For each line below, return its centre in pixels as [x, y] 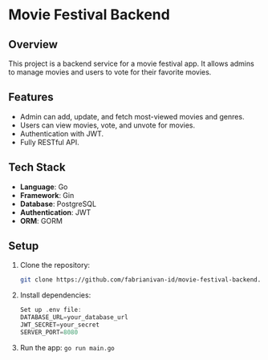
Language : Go [44, 187]
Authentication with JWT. [62, 133]
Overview [33, 44]
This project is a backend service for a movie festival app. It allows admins [131, 63]
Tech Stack [37, 167]
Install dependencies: [55, 295]
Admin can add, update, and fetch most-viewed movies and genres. [132, 116]
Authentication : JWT [55, 212]
